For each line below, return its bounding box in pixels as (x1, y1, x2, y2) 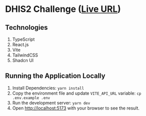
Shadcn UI (12, 58, 34, 63)
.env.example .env (12, 95, 50, 100)
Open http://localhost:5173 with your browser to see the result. (12, 105, 140, 111)
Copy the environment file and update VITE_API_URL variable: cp (12, 90, 142, 96)
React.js (12, 42, 29, 48)
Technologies (5, 23, 48, 32)
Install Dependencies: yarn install (12, 85, 84, 91)
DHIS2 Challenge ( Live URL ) (5, 3, 121, 15)
